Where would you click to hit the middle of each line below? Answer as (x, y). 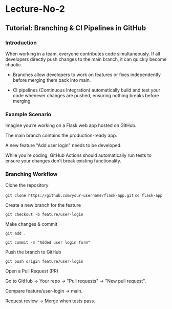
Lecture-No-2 (35, 9)
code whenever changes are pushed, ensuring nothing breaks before (86, 95)
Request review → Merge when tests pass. (50, 301)
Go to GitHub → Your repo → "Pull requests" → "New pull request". (76, 281)
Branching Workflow (31, 174)
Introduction (21, 43)
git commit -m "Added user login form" (48, 243)
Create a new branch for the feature (43, 205)
